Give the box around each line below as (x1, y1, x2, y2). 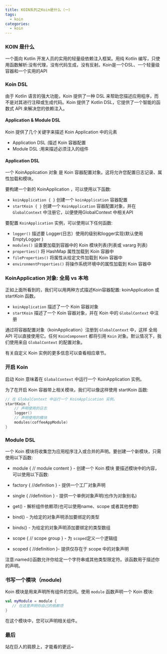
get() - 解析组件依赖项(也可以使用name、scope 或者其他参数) (12, 503, 139, 509)
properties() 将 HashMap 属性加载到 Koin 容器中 (12, 248, 114, 254)
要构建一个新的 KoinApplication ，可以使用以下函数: (5, 186, 111, 192)
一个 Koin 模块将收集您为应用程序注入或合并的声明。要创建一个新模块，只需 (5, 448, 161, 454)
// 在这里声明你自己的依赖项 (11, 603, 63, 608)
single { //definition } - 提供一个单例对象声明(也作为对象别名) (12, 493, 137, 499)
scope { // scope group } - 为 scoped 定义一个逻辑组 (12, 535, 117, 541)
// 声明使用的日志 (14, 406, 47, 411)
